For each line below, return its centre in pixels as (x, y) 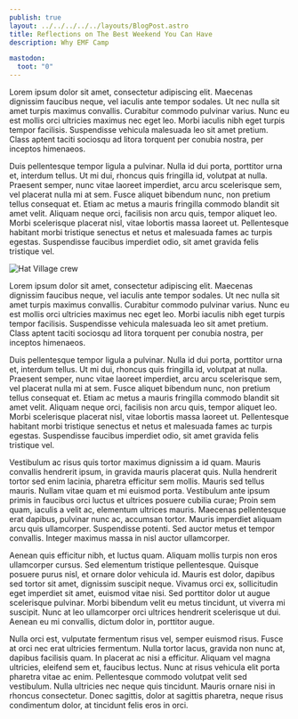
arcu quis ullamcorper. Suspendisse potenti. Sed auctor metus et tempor (142, 528)
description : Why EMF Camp (59, 42)
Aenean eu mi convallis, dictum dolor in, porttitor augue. (112, 621)
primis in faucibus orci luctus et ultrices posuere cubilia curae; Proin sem (142, 500)
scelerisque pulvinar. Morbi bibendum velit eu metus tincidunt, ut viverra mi (148, 603)
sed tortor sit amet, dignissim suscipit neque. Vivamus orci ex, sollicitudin (144, 584)
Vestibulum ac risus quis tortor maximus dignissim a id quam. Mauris (135, 462)
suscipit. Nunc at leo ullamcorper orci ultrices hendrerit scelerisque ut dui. (145, 612)
